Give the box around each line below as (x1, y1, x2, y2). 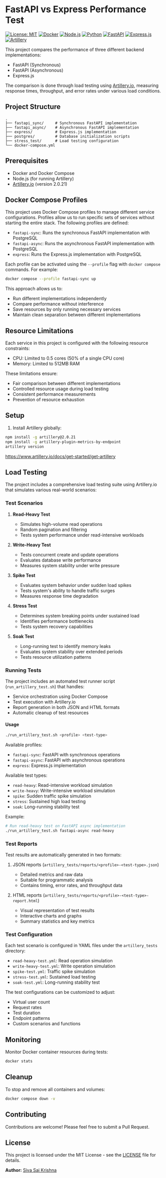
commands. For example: (5, 267, 58, 273)
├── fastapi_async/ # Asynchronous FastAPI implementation (5, 125, 139, 130)
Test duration (12, 1010, 40, 1016)
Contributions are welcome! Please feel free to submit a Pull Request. (5, 1124, 150, 1130)
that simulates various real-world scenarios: (5, 487, 97, 493)
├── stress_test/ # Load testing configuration (5, 138, 119, 143)
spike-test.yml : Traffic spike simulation (12, 968, 96, 975)
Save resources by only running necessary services (12, 306, 121, 312)
